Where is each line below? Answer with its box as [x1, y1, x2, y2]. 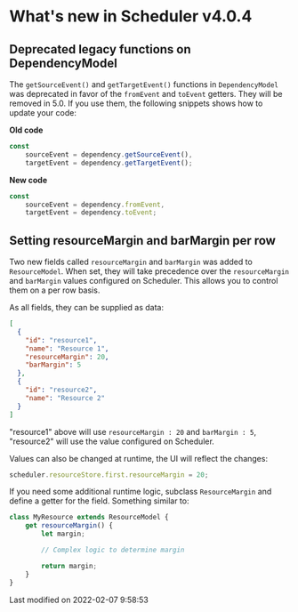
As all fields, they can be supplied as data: [9, 302, 165, 313]
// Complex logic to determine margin [41, 545, 185, 555]
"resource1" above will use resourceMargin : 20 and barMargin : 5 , [9, 426, 256, 437]
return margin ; [41, 561, 98, 570]
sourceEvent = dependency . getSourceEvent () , [25, 149, 193, 159]
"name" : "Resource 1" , [25, 344, 109, 353]
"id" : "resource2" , [25, 385, 98, 395]
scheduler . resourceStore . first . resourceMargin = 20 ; [9, 470, 209, 479]
